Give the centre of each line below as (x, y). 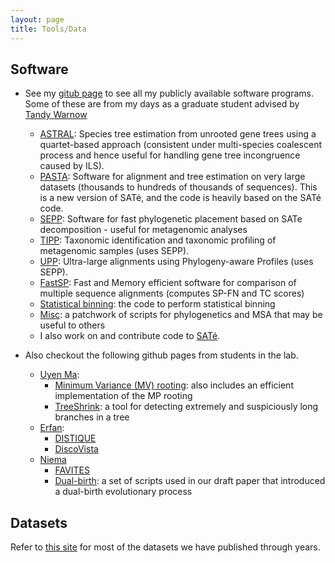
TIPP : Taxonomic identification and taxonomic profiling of (158, 240)
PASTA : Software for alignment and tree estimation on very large (172, 177)
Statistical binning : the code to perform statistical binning (157, 304)
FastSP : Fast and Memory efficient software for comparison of (168, 283)
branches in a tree (92, 417)
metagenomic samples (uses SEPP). (114, 251)
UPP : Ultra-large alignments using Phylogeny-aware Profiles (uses (176, 262)
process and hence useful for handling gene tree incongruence (170, 155)
